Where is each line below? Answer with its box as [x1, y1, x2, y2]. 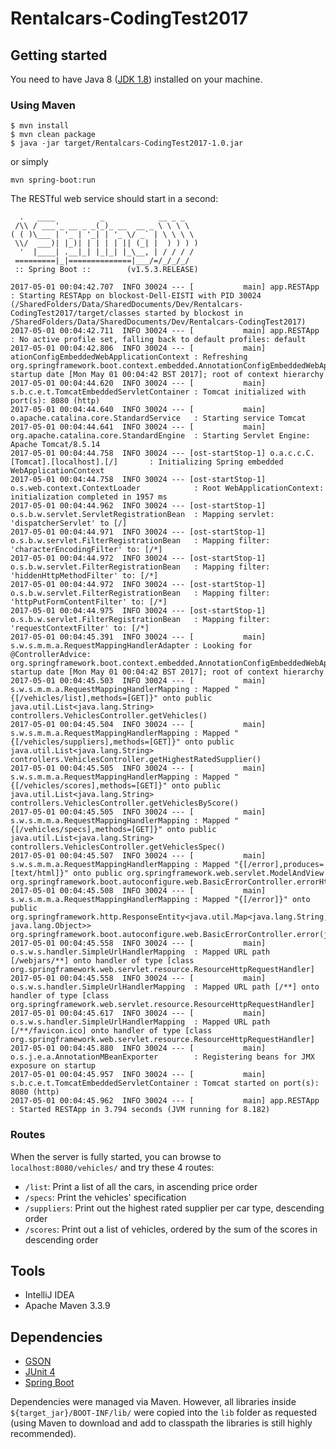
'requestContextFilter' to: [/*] [10, 623, 150, 634]
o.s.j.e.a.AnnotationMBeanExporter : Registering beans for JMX [10, 1052, 315, 1062]
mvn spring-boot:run [10, 175, 97, 186]
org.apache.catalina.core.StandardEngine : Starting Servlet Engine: [10, 431, 311, 441]
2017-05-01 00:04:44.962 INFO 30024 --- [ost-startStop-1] [10, 501, 267, 511]
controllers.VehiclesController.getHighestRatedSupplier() [10, 755, 262, 765]
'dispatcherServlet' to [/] [10, 518, 128, 529]
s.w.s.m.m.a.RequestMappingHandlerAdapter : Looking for [10, 641, 253, 651]
